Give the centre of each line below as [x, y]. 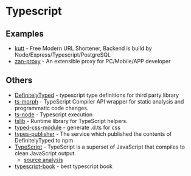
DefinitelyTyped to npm [44, 140]
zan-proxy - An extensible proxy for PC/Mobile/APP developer [92, 61]
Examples [25, 34]
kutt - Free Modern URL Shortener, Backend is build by [83, 48]
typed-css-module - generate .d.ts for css [68, 127]
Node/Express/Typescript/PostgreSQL [62, 55]
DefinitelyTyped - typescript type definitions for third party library [97, 95]
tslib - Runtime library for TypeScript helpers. [71, 121]
